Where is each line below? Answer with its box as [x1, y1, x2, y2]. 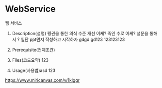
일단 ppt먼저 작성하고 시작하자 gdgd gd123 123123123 [20, 36, 125, 42]
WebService [5, 3, 56, 15]
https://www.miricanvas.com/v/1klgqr [5, 77, 80, 83]
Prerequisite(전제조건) [12, 47, 55, 53]
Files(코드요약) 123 [12, 57, 49, 63]
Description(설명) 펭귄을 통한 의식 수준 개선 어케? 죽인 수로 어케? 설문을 [12, 30, 149, 36]
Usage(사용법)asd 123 [12, 67, 56, 73]
